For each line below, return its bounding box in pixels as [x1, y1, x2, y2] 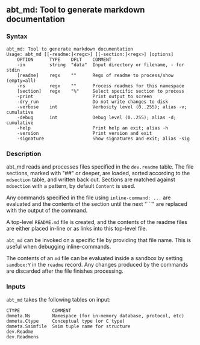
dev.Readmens [6, 334, 39, 340]
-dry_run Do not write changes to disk [17, 99, 169, 105]
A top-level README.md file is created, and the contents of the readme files [6, 218, 188, 225]
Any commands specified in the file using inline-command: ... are [6, 194, 171, 201]
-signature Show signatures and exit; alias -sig [17, 135, 190, 141]
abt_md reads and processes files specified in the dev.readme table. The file [6, 163, 194, 170]
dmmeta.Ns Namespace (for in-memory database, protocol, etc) [6, 313, 185, 319]
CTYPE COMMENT [6, 308, 71, 314]
